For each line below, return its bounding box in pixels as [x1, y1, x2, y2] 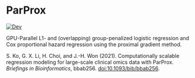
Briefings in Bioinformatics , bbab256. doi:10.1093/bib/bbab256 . [6, 64, 160, 71]
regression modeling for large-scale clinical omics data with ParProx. [6, 58, 174, 66]
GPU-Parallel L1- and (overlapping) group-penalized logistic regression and [6, 34, 190, 41]
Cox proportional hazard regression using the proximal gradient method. [6, 41, 182, 48]
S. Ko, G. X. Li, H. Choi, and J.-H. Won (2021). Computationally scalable [6, 52, 180, 59]
